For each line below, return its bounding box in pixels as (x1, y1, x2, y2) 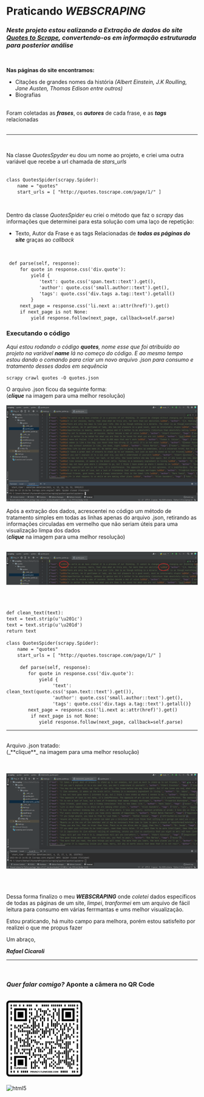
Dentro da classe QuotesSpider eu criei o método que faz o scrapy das (6, 211, 184, 219)
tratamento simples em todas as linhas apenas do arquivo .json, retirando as (6, 514, 197, 521)
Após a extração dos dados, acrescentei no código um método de (6, 507, 172, 514)
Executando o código (6, 329, 70, 338)
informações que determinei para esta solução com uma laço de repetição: (6, 218, 194, 225)
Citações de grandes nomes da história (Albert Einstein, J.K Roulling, (15, 78, 187, 86)
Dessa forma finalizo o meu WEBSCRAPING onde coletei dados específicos (6, 892, 196, 900)
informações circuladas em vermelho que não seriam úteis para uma (6, 520, 178, 528)
